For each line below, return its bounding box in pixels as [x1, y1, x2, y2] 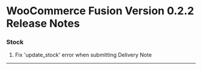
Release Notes [6, 17, 80, 30]
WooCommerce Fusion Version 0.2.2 [6, 4, 194, 18]
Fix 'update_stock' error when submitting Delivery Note [14, 52, 152, 59]
